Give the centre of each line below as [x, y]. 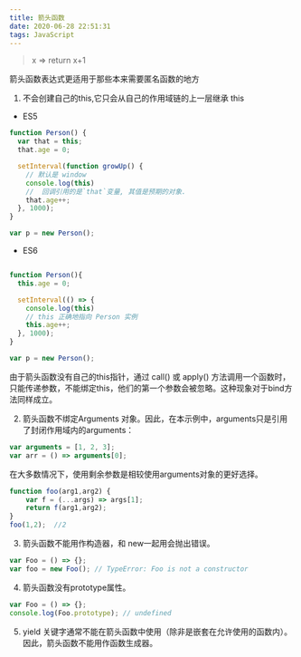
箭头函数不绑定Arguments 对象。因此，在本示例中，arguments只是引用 [155, 419]
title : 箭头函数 [37, 18]
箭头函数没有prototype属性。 [76, 587]
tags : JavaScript [42, 34]
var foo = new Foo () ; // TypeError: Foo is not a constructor [129, 569]
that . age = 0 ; [44, 150]
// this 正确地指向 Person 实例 [82, 317]
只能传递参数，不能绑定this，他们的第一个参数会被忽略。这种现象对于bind [147, 388]
